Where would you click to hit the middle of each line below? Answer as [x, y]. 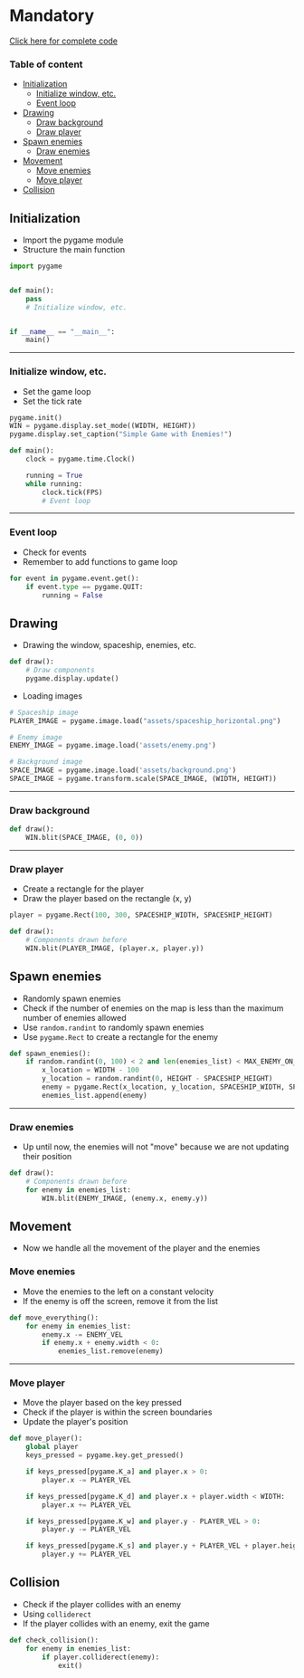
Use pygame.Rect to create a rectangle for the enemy [120, 1036]
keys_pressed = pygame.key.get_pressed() [104, 1455]
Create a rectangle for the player [83, 889]
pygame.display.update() [72, 678]
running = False [72, 595]
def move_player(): [46, 1439]
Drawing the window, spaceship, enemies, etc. [109, 645]
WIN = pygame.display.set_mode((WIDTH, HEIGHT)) [103, 426]
